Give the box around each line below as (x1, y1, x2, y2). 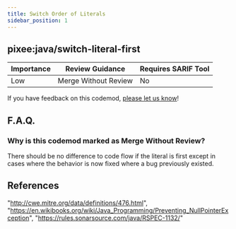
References (7, 180, 59, 192)
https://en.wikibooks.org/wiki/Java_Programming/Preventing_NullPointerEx (10, 206, 229, 214)
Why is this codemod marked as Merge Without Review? (7, 136, 206, 146)
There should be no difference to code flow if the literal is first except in (7, 152, 216, 160)
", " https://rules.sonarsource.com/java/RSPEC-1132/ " (29, 213, 184, 222)
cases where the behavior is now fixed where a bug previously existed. (7, 160, 214, 168)
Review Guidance (65, 64, 126, 74)
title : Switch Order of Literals (7, 10, 106, 18)
